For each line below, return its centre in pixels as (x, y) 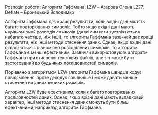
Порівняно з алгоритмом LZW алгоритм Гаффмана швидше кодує (73, 72)
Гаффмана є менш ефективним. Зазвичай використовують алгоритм (76, 52)
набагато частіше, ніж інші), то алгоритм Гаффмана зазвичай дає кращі (79, 37)
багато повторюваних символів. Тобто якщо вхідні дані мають (70, 27)
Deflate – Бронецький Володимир (40, 12)
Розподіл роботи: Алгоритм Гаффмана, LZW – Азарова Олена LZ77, (75, 7)
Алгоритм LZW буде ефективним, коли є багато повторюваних (70, 92)
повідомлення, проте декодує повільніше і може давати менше (71, 77)
